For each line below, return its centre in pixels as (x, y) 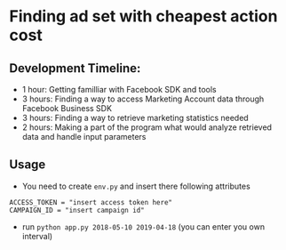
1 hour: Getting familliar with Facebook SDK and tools (119, 89)
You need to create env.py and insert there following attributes (136, 186)
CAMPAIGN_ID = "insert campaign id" (77, 210)
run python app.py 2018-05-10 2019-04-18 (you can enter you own (143, 226)
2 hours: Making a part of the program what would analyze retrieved (147, 127)
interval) (37, 236)
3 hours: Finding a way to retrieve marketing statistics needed (135, 118)
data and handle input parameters (84, 137)
